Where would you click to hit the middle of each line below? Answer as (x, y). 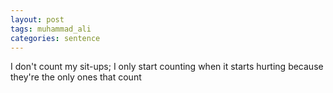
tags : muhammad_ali (51, 29)
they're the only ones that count (76, 77)
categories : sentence (55, 38)
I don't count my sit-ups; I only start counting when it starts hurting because (167, 67)
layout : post (37, 19)
